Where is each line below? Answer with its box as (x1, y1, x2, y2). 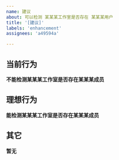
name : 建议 (6, 8, 31, 15)
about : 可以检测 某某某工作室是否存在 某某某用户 (6, 14, 114, 20)
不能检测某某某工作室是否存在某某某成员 (6, 76, 104, 83)
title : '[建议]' (6, 19, 44, 25)
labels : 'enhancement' (6, 25, 62, 31)
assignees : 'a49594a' (6, 31, 59, 37)
